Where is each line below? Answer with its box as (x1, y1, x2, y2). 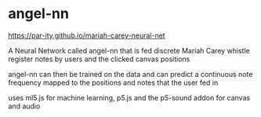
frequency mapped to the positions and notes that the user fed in (8, 78, 219, 87)
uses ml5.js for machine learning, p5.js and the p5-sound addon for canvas (8, 93, 251, 102)
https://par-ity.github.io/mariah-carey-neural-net (8, 31, 166, 40)
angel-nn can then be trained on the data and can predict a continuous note (8, 69, 253, 79)
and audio (8, 101, 41, 111)
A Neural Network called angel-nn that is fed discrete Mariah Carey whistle (8, 46, 251, 55)
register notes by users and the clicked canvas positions (8, 54, 190, 64)
